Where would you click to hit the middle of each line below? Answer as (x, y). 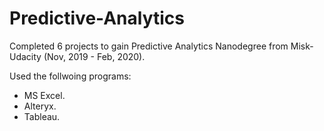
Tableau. (42, 116)
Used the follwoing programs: (70, 76)
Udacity (25, 56)
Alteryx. (40, 106)
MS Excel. (44, 95)
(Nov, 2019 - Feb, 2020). (94, 56)
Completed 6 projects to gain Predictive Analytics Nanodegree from (149, 46)
